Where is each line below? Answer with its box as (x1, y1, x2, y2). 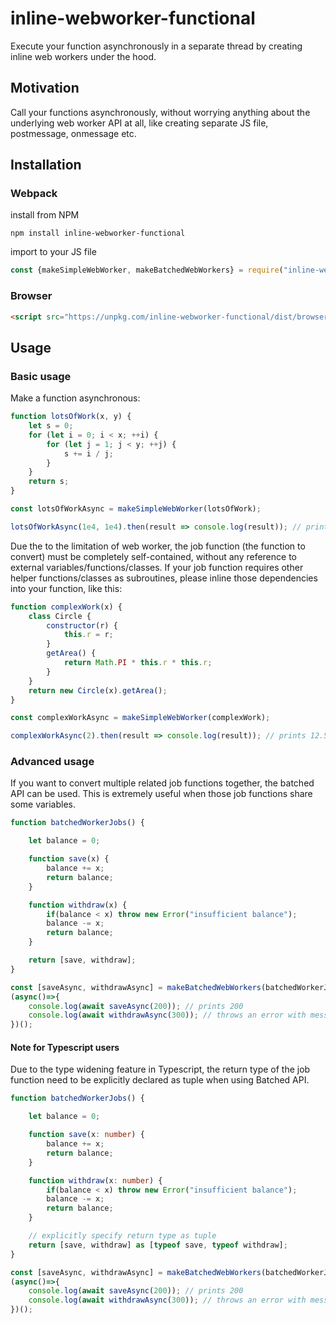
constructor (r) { (46, 620, 118, 631)
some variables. (10, 798, 77, 811)
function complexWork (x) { (10, 602, 123, 612)
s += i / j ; (63, 448, 114, 459)
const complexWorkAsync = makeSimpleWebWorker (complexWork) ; (10, 713, 271, 723)
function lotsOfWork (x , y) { (10, 412, 132, 422)
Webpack (10, 187, 58, 201)
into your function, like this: (10, 582, 123, 594)
